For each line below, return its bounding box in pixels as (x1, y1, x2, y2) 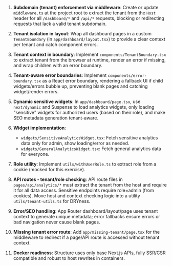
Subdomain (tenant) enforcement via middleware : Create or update (13, 5, 159, 10)
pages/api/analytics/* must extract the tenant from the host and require (13, 182, 167, 188)
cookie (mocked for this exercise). (13, 167, 85, 172)
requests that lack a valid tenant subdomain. (13, 21, 107, 27)
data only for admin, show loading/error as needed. (20, 140, 130, 146)
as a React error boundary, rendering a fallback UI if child (42, 78, 163, 84)
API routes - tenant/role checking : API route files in (13, 176, 123, 182)
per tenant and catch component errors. (13, 42, 98, 48)
